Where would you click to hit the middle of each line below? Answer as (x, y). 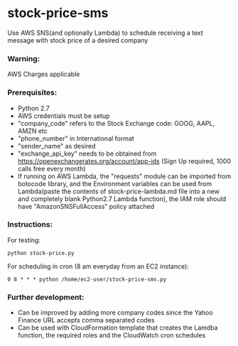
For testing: (24, 240)
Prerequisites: (32, 92)
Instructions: (30, 225)
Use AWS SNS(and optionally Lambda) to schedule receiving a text (106, 33)
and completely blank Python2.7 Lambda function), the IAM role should (122, 199)
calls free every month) (52, 168)
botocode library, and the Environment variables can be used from (114, 183)
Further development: (46, 297)
